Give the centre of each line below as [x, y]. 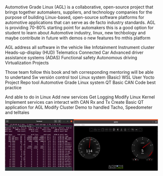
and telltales [17, 112]
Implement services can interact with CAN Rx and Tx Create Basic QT [74, 102]
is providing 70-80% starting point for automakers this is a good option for [79, 28]
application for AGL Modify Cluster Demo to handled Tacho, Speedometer [79, 107]
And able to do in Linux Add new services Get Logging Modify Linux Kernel [80, 97]
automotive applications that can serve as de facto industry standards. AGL [80, 22]
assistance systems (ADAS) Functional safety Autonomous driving [71, 57]
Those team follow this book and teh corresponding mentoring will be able [79, 72]
